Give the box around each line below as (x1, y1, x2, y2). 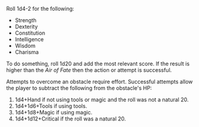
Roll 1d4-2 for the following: (6, 5, 74, 12)
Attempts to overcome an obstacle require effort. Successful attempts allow (6, 78, 193, 85)
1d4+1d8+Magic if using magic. (14, 109, 93, 116)
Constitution (14, 29, 46, 37)
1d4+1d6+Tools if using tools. (14, 102, 88, 110)
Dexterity (14, 23, 38, 30)
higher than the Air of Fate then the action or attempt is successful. (6, 66, 172, 74)
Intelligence (14, 36, 44, 43)
